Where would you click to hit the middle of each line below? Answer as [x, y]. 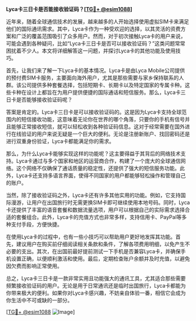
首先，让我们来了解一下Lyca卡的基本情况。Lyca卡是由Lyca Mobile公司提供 [96, 70]
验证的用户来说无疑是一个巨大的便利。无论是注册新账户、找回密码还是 [106, 134]
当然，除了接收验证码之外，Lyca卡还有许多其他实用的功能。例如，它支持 [93, 195]
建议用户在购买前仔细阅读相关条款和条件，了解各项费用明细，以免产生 [100, 244]
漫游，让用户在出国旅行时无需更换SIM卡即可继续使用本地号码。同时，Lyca [100, 203]
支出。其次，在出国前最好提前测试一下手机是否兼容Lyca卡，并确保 [101, 251]
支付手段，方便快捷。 [36, 224]
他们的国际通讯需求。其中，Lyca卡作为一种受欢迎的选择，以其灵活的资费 [93, 29]
